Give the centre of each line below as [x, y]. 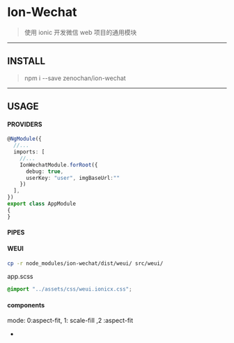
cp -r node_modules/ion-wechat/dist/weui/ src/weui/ [85, 263]
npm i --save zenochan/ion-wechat [75, 78]
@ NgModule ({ [24, 139]
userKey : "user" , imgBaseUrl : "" [72, 178]
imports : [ [29, 152]
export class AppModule [42, 204]
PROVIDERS [25, 124]
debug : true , [45, 171]
